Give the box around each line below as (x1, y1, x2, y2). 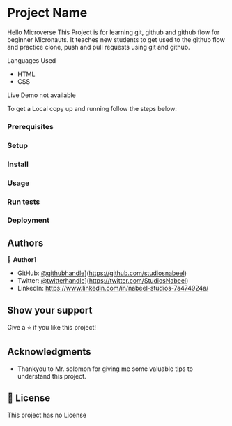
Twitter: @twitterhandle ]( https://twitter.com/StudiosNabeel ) (17, 277, 189, 285)
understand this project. (17, 372, 86, 380)
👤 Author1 (7, 256, 37, 264)
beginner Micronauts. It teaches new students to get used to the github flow (7, 35, 225, 43)
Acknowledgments (7, 346, 92, 358)
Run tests (7, 197, 40, 207)
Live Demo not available (7, 91, 77, 99)
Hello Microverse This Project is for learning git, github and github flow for (7, 28, 220, 36)
